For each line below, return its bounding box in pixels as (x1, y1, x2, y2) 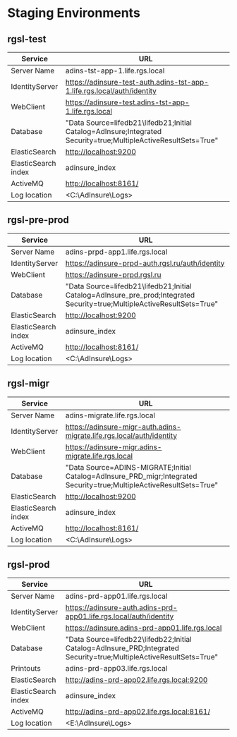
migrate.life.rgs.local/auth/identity (65, 430, 178, 440)
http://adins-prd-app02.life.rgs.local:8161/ (65, 707, 210, 717)
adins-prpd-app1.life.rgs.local (65, 247, 168, 257)
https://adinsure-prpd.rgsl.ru (65, 269, 162, 279)
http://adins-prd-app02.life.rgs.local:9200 (65, 675, 208, 685)
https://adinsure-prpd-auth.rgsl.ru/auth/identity (65, 258, 225, 268)
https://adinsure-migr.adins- (65, 442, 162, 452)
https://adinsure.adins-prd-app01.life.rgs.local (65, 623, 222, 633)
